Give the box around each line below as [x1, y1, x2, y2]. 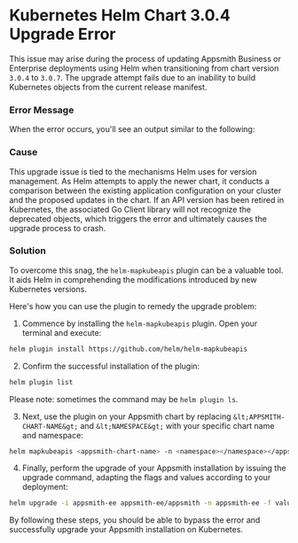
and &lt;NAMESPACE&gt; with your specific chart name [79, 420, 275, 431]
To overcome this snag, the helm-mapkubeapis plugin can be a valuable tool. [9, 265, 284, 275]
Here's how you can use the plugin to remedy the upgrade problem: [9, 300, 257, 311]
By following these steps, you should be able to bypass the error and [9, 515, 261, 525]
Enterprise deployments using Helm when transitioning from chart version [9, 63, 279, 74]
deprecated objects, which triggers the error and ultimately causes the [9, 213, 268, 224]
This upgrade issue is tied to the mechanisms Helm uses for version [9, 166, 257, 177]
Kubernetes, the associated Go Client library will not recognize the [9, 204, 251, 214]
